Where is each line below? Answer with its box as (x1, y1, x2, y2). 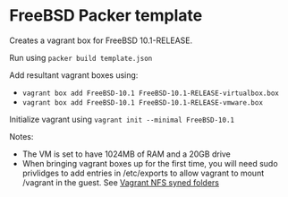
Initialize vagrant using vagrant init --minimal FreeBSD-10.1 (9, 114, 235, 124)
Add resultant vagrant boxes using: (9, 69, 139, 81)
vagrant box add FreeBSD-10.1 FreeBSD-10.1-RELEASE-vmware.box (21, 98, 264, 107)
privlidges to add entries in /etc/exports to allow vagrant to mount (21, 167, 265, 178)
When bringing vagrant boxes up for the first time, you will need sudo (21, 158, 279, 168)
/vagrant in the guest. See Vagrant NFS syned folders (21, 176, 219, 188)
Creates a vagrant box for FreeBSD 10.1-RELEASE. (9, 35, 193, 46)
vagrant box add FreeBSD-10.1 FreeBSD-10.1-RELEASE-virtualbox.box (21, 89, 279, 98)
